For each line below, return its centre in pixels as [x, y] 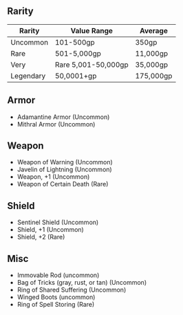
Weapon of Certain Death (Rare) [63, 184]
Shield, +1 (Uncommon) [50, 230]
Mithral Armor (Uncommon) [56, 124]
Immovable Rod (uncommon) [58, 275]
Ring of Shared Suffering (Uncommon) [72, 290]
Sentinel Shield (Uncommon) [58, 222]
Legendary [28, 76]
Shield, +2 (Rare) [41, 237]
